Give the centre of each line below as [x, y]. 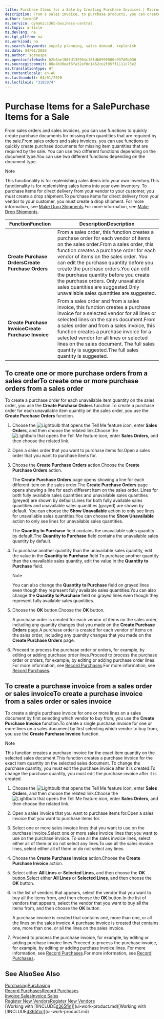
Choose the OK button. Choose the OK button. [58, 610]
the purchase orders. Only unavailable [101, 281]
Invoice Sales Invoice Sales [32, 996]
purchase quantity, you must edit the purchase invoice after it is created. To [80, 768]
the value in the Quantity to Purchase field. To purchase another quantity [85, 556]
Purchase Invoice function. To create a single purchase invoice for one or [79, 723]
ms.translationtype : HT [29, 69]
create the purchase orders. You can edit [103, 268]
